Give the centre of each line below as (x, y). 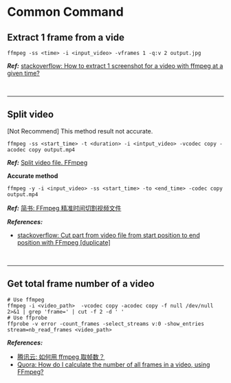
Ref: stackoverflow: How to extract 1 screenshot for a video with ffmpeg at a (115, 66)
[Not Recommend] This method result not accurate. (80, 131)
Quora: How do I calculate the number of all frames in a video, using (113, 364)
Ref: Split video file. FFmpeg (47, 162)
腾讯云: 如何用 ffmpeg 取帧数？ (61, 357)
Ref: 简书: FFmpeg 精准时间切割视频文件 (64, 208)
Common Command (65, 12)
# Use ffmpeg (26, 300)
